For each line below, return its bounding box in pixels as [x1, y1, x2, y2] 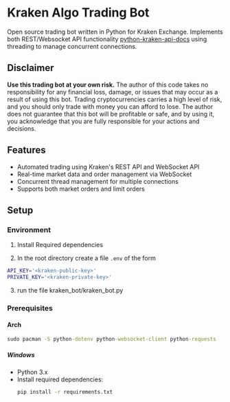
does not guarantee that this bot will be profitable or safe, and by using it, [7, 109, 215, 118]
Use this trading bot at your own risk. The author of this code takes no [7, 81, 209, 89]
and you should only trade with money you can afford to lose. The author [7, 102, 214, 111]
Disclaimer [7, 62, 54, 74]
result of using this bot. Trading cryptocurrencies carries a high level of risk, [7, 95, 222, 103]
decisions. [7, 124, 36, 132]
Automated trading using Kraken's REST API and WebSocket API [16, 162, 200, 171]
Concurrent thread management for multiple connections [16, 177, 179, 185]
